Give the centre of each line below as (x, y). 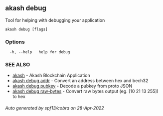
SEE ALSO (18, 65)
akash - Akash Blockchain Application (51, 75)
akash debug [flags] (27, 29)
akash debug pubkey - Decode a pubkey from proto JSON (72, 86)
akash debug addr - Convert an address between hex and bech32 (80, 81)
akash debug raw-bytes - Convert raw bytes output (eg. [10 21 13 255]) (85, 91)
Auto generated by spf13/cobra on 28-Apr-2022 (55, 108)
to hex (19, 97)
